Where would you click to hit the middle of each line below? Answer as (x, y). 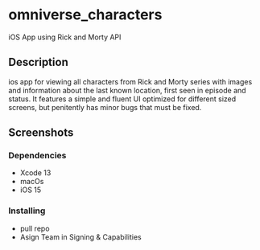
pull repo (35, 228)
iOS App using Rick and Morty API (65, 37)
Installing (27, 211)
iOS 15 (31, 190)
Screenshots (41, 133)
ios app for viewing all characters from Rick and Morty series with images (130, 81)
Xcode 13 (35, 173)
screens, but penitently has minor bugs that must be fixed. (105, 107)
